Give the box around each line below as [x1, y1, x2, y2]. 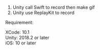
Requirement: [5, 20, 34, 25]
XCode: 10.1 [5, 29, 30, 35]
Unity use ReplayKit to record [12, 10, 75, 16]
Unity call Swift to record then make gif [12, 5, 95, 10]
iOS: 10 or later [5, 40, 37, 46]
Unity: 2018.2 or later [5, 35, 49, 40]
